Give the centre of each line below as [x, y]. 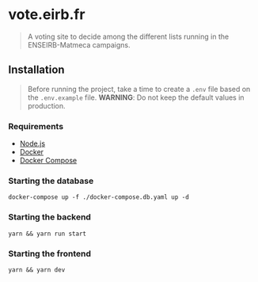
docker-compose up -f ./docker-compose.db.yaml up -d [99, 197]
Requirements [36, 126]
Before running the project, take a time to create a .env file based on [139, 89]
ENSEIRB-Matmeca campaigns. [79, 44]
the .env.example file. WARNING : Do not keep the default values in [136, 97]
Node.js [32, 143]
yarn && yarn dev [37, 270]
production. [46, 105]
